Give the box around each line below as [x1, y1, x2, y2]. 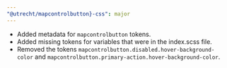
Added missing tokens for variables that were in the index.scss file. [16, 37, 213, 46]
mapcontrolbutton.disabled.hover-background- [78, 46, 215, 53]
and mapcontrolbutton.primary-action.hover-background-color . [34, 52, 221, 61]
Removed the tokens [16, 45, 77, 53]
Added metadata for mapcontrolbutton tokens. [16, 30, 151, 38]
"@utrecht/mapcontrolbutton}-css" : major [6, 10, 131, 18]
